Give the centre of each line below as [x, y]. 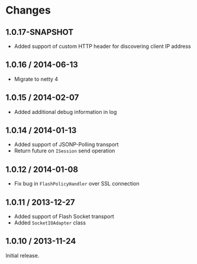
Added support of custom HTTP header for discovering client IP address [102, 46]
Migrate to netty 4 [36, 79]
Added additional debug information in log [65, 112]
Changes [28, 10]
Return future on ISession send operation [64, 151]
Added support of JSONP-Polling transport [66, 145]
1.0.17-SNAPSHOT [40, 32]
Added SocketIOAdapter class [50, 223]
